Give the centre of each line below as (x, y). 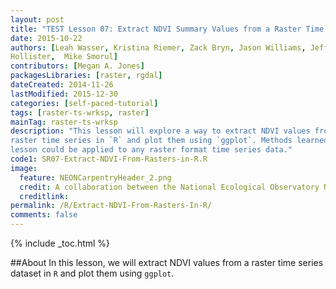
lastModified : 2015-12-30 (64, 94)
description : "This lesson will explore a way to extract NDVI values (160, 131)
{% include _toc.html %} (60, 243)
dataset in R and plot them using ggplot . (92, 273)
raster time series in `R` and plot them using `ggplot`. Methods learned (169, 141)
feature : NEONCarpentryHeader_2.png (95, 177)
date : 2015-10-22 (46, 38)
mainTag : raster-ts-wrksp (64, 122)
